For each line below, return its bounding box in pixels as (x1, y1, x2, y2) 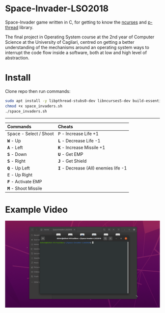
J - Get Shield (58, 158, 87, 164)
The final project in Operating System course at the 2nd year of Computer (5, 34, 155, 40)
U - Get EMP (58, 151, 83, 157)
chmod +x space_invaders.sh (5, 104, 63, 109)
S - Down (7, 151, 27, 157)
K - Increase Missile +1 (58, 144, 106, 150)
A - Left (7, 144, 23, 150)
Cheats (58, 124, 73, 129)
